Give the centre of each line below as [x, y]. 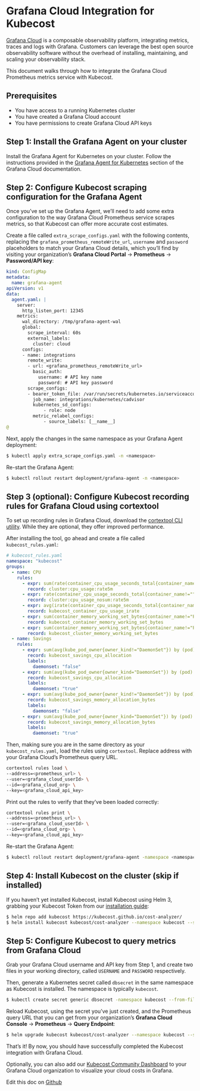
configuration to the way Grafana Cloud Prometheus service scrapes [90, 218]
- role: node [60, 411]
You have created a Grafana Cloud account [68, 116]
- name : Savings [32, 639]
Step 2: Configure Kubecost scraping [76, 187]
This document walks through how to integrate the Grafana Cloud [86, 70]
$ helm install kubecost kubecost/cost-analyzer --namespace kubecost [96, 922]
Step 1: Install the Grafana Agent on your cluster [97, 142]
